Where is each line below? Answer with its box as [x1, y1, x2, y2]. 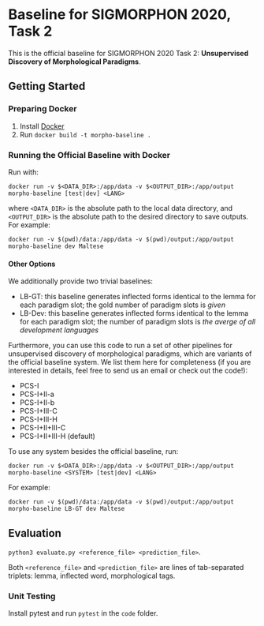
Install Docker [19, 121, 65, 131]
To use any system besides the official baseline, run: [8, 447, 179, 456]
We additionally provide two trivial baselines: [8, 276, 154, 286]
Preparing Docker [8, 103, 77, 114]
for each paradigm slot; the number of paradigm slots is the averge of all [19, 317, 256, 327]
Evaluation [8, 527, 61, 540]
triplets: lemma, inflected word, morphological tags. [8, 571, 176, 580]
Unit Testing [8, 590, 56, 602]
